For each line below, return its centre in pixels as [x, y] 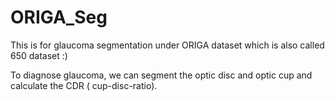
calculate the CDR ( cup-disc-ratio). [84, 85]
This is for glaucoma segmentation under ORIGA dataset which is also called [167, 45]
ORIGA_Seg [59, 17]
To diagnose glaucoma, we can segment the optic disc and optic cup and [161, 75]
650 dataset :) [39, 55]
